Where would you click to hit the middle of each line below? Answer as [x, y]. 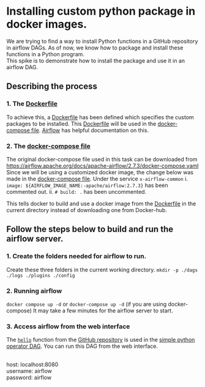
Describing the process [52, 87]
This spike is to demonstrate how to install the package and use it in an [96, 61]
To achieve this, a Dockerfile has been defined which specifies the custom [100, 117]
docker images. [47, 24]
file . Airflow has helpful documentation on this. [90, 130]
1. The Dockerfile [32, 104]
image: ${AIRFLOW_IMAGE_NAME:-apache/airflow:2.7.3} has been [87, 185]
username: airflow [29, 371]
